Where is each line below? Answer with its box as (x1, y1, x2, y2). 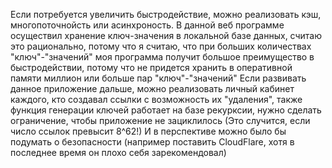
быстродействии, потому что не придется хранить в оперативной (10, 62, 293, 73)
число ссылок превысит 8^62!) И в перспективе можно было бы (10, 125, 287, 137)
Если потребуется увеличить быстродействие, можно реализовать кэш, (10, 9, 322, 20)
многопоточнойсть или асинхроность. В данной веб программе (10, 19, 285, 31)
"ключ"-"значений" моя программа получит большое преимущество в (10, 51, 315, 63)
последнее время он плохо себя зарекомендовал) (10, 147, 227, 158)
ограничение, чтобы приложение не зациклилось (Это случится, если (10, 115, 311, 126)
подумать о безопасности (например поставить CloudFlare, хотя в (10, 136, 295, 148)
